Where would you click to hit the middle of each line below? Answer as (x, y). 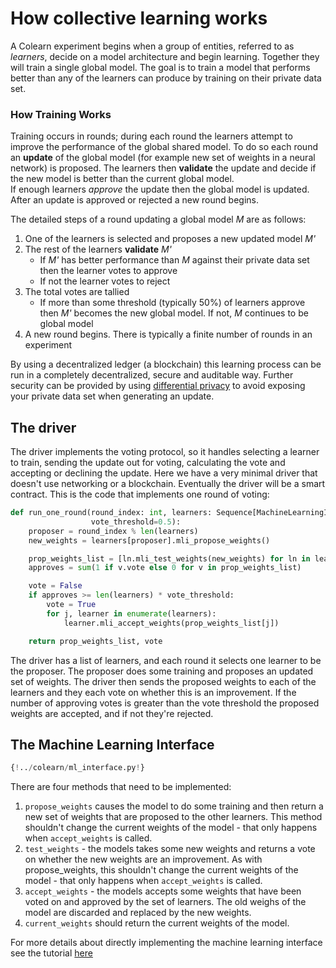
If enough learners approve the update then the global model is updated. (160, 189)
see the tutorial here (51, 953)
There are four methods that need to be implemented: (121, 787)
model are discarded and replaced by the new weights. (138, 913)
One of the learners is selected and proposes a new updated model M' (170, 239)
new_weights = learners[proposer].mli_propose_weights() (149, 540)
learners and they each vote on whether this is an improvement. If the (153, 692)
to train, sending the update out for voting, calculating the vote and (148, 463)
